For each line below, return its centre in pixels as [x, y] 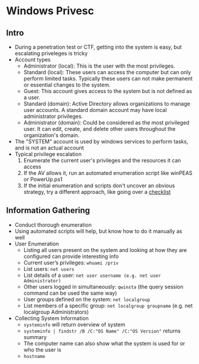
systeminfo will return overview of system [74, 324]
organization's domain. [52, 135]
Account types [33, 60]
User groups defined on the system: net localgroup [87, 299]
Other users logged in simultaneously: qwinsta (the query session [103, 286]
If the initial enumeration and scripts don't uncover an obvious [99, 186]
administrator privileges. [53, 116]
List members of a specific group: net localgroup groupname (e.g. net [108, 305]
